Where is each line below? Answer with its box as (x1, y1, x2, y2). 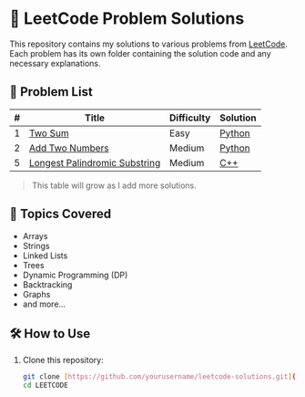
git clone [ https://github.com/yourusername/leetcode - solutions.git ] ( (22, 372, 297, 381)
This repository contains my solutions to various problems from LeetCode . (9, 38, 289, 49)
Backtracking (22, 278, 73, 290)
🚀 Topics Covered (9, 206, 112, 222)
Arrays (22, 230, 48, 241)
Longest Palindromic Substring (28, 156, 161, 169)
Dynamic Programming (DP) (22, 269, 128, 280)
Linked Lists (22, 250, 68, 261)
